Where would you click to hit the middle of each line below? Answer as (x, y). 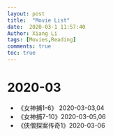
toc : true (22, 53)
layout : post (26, 14)
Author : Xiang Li (32, 33)
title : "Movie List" (39, 20)
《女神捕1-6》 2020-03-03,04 (61, 108)
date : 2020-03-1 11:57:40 (46, 27)
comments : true (29, 46)
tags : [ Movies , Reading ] (42, 40)
